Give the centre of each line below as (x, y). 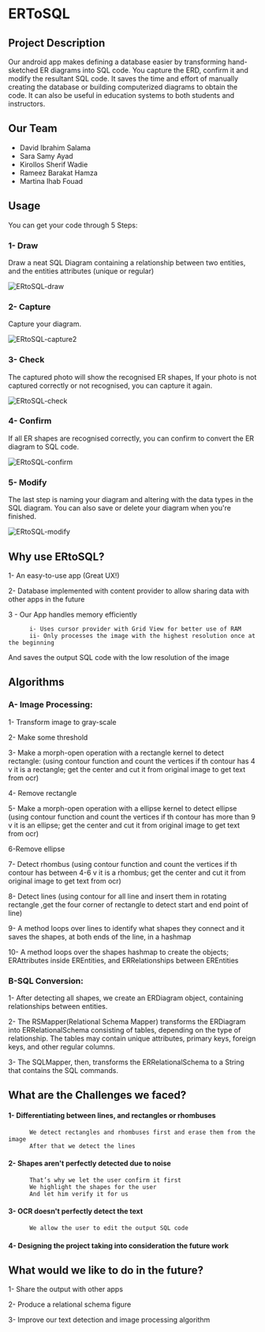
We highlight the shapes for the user (93, 1187)
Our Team (33, 128)
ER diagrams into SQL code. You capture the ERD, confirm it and (144, 70)
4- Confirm (30, 421)
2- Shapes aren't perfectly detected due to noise (90, 1163)
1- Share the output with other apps (66, 1289)
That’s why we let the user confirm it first (105, 1180)
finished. (22, 516)
